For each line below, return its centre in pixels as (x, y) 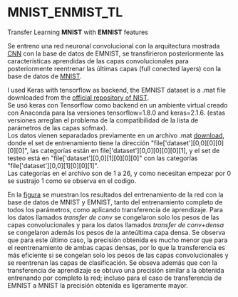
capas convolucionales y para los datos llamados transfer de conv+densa (116, 224)
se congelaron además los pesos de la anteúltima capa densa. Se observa (117, 232)
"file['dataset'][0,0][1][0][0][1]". (53, 165)
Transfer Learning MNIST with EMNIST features (78, 32)
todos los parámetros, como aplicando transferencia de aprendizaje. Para (115, 209)
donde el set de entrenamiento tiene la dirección (78, 142)
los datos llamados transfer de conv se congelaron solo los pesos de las (113, 217)
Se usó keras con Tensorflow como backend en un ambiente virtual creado (118, 105)
